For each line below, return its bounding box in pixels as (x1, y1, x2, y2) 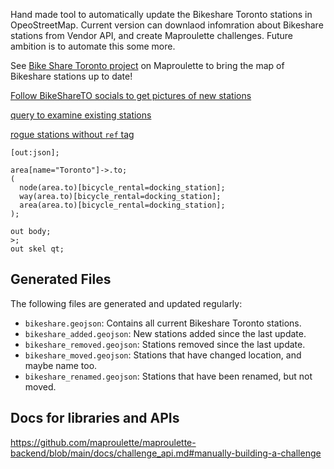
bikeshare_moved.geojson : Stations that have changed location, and (24, 349, 302, 361)
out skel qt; (10, 244, 65, 254)
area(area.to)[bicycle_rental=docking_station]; (19, 200, 226, 210)
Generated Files (10, 271, 112, 288)
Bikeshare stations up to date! (10, 70, 133, 82)
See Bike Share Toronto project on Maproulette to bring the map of (10, 60, 285, 71)
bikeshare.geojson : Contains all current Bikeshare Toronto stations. (24, 317, 302, 329)
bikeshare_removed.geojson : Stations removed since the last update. (24, 338, 306, 350)
